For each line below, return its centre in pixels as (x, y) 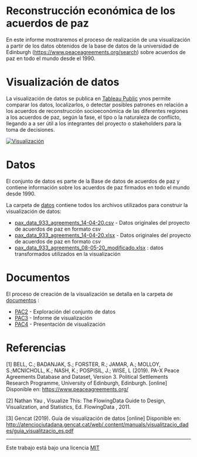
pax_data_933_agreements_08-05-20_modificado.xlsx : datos (89, 248)
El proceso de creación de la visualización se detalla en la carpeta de (89, 294)
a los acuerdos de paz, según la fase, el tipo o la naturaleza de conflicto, (94, 117)
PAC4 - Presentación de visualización (60, 324)
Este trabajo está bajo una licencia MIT (53, 448)
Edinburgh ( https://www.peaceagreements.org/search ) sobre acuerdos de (96, 52)
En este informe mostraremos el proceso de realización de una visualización (98, 39)
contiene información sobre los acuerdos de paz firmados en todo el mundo (98, 187)
